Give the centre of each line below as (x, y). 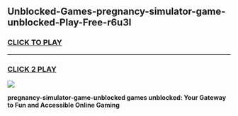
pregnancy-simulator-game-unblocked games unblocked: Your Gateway (117, 97)
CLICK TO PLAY (35, 43)
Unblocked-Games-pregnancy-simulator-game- (117, 12)
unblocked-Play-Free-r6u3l (69, 23)
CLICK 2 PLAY (32, 69)
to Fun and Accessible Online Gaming (64, 105)
